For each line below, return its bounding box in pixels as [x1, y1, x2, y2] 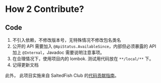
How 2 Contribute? [5, 3, 84, 15]
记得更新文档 [12, 62, 39, 68]
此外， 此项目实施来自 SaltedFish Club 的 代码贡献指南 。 [5, 73, 119, 78]
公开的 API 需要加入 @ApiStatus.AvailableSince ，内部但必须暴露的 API [12, 43, 157, 49]
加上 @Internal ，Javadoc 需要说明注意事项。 [12, 50, 105, 55]
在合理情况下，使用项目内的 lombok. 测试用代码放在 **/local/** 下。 [12, 56, 154, 62]
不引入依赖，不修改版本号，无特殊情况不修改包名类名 [12, 37, 121, 43]
